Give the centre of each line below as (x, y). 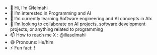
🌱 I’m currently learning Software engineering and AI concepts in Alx (81, 18)
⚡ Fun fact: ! (22, 48)
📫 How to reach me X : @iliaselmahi (48, 35)
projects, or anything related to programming (56, 29)
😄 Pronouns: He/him (32, 42)
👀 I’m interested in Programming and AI (51, 13)
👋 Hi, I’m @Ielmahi (29, 8)
